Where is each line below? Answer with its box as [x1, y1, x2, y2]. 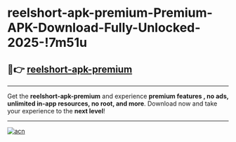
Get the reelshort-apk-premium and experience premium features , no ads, [7, 92, 229, 100]
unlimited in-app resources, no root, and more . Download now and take [7, 99, 218, 108]
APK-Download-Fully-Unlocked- [7, 20, 201, 36]
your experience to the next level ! [7, 107, 105, 115]
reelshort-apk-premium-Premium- [7, 5, 213, 21]
